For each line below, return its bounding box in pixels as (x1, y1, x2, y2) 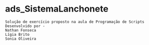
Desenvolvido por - (5, 23, 45, 29)
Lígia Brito (5, 32, 30, 37)
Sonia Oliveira (5, 36, 37, 41)
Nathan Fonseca (5, 28, 37, 32)
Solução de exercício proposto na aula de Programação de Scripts (5, 19, 145, 24)
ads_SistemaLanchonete (5, 3, 109, 15)
